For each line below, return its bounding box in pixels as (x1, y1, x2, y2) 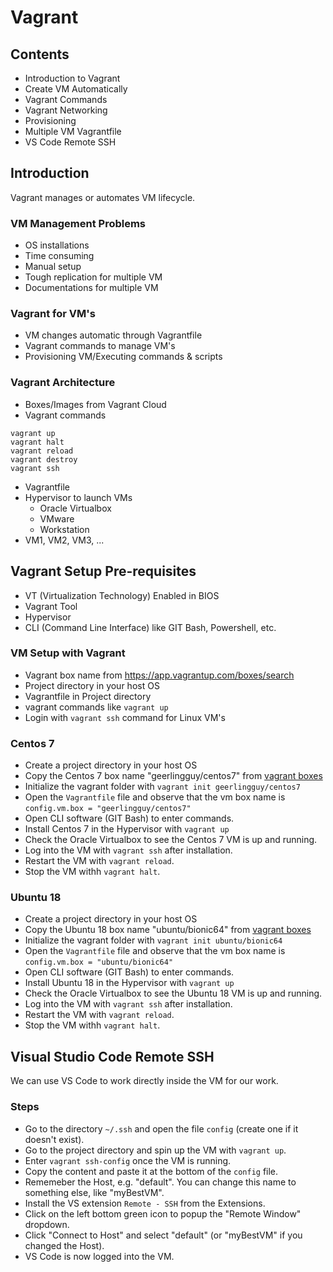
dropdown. (24, 1218, 70, 1230)
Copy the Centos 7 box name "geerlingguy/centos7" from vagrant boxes (24, 770, 323, 782)
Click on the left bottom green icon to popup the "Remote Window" (24, 1207, 302, 1220)
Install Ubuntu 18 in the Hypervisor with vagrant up (24, 977, 235, 989)
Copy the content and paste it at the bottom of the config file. (24, 1165, 279, 1177)
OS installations (24, 239, 90, 251)
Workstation (39, 523, 90, 535)
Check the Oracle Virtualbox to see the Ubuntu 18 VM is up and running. (24, 987, 323, 1000)
